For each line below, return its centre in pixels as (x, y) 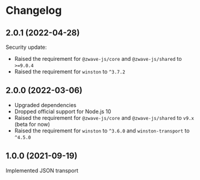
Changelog (34, 11)
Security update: (26, 47)
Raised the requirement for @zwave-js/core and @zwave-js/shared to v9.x (104, 117)
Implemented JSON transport (42, 170)
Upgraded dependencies (45, 105)
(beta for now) (32, 124)
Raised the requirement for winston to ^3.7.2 (70, 72)
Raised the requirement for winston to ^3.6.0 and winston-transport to (102, 131)
